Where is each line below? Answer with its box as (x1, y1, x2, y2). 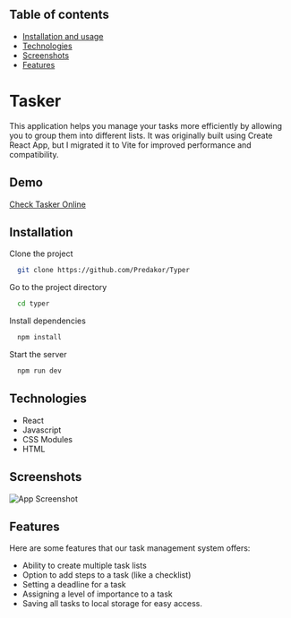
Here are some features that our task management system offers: (9, 543, 251, 554)
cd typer (17, 299, 50, 308)
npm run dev (17, 366, 63, 375)
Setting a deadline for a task (21, 579, 127, 590)
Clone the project (9, 248, 73, 259)
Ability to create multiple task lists (21, 560, 148, 571)
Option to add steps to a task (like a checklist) (21, 570, 192, 580)
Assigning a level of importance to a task (21, 588, 173, 599)
